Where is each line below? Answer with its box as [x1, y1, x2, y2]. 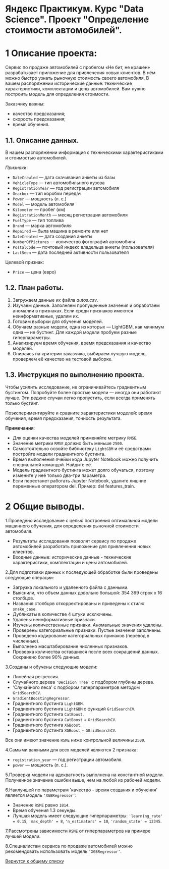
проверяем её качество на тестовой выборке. [12, 356, 112, 362]
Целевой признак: [5, 259, 44, 265]
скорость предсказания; [12, 116, 66, 122]
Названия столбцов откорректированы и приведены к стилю [12, 600, 145, 606]
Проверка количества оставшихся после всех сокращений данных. [12, 648, 159, 655]
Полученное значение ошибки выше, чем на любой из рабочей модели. [5, 777, 161, 783]
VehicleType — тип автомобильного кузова [12, 180, 105, 186]
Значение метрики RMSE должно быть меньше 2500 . [12, 440, 124, 446]
